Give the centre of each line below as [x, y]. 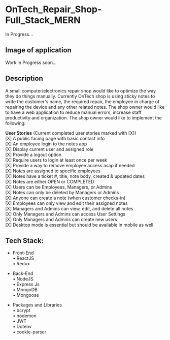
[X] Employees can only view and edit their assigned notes [66, 203]
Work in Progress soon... [31, 63]
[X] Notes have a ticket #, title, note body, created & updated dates [75, 176]
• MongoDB [25, 290]
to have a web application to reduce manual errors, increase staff [74, 112]
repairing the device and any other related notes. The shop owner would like [85, 107]
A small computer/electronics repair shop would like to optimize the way [81, 90]
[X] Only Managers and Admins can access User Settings [65, 214]
